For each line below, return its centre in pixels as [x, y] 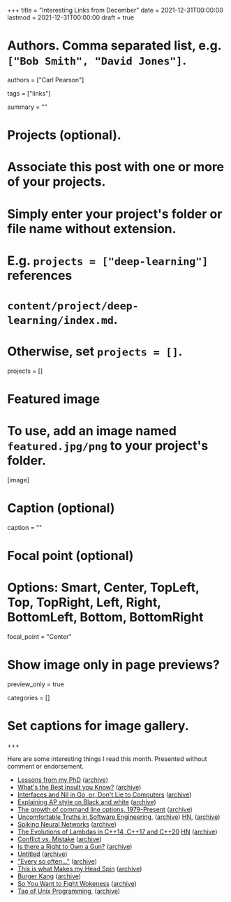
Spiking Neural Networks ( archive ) [67, 824]
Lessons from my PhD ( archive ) [62, 779]
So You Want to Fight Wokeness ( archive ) [77, 883]
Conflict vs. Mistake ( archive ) [60, 839]
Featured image [53, 399]
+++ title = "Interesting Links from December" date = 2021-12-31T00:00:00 [115, 10]
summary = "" [27, 107]
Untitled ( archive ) [42, 854]
